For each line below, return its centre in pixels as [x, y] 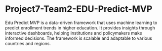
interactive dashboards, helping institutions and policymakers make [74, 33]
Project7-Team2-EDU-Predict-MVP [79, 9]
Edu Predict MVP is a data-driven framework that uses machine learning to [81, 23]
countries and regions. [28, 43]
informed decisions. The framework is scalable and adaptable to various [79, 38]
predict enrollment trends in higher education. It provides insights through [80, 27]
